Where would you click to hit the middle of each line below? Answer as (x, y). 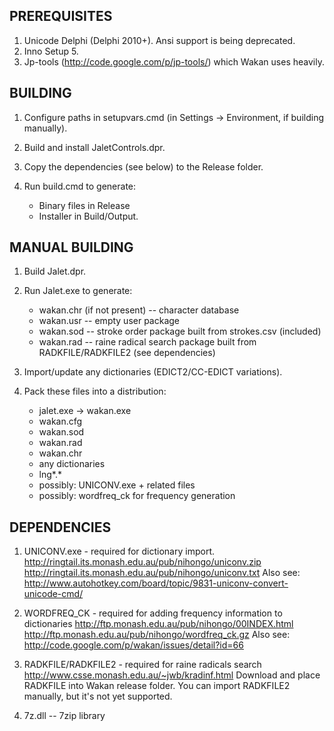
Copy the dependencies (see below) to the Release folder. (143, 166)
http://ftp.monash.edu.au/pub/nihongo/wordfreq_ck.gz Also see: (157, 635)
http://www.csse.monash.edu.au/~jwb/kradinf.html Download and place (172, 675)
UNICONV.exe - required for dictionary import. (119, 551)
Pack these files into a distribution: (95, 391)
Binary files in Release (84, 205)
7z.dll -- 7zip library (64, 716)
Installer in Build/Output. (88, 216)
